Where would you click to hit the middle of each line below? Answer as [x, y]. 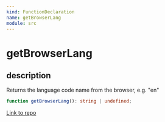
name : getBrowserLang [34, 18]
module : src [21, 23]
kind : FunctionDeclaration [40, 12]
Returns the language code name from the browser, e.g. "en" [83, 90]
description [29, 76]
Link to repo [21, 113]
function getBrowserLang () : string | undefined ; [69, 101]
